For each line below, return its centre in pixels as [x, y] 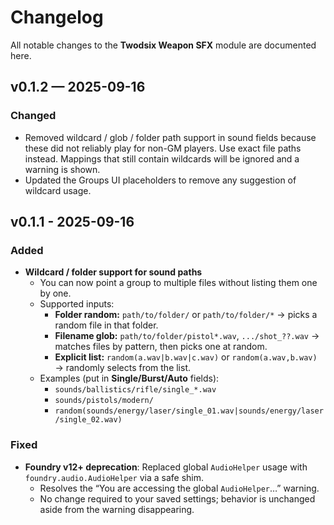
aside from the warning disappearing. [117, 509]
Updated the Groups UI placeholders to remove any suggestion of [160, 180]
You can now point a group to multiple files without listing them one [178, 283]
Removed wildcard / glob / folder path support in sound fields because [170, 137]
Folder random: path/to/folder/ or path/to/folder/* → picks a [186, 315]
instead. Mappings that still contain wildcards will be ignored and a [162, 158]
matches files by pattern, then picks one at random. [161, 347]
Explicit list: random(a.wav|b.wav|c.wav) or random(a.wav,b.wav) [186, 357]
